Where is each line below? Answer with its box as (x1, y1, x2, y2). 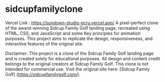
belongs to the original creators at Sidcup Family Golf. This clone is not (5, 61, 149, 67)
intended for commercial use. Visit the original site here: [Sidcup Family (5, 66, 150, 72)
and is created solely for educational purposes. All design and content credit (5, 55, 160, 61)
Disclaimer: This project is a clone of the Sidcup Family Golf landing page (5, 50, 154, 56)
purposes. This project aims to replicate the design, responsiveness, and (5, 36, 153, 41)
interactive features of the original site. (5, 41, 84, 46)
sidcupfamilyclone (5, 3, 83, 15)
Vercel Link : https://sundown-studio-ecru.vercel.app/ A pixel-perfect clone (5, 20, 159, 26)
